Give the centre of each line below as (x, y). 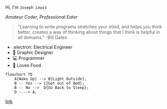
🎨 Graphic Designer (33, 52)
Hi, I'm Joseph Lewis (26, 7)
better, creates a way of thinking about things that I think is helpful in (89, 32)
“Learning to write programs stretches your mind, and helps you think (90, 27)
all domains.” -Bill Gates (42, 37)
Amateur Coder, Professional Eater (41, 17)
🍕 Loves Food (27, 65)
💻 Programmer (29, 58)
